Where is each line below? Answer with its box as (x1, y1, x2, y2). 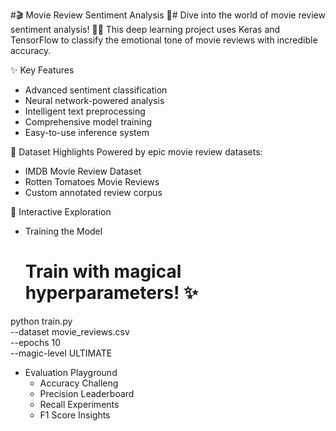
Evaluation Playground (24, 366, 118, 378)
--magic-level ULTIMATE (10, 347, 113, 359)
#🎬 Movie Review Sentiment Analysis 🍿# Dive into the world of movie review (10, 9, 326, 21)
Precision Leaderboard (39, 387, 135, 399)
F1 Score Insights (39, 409, 111, 421)
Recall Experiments (39, 398, 120, 410)
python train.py (10, 315, 73, 327)
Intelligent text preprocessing (24, 105, 146, 117)
